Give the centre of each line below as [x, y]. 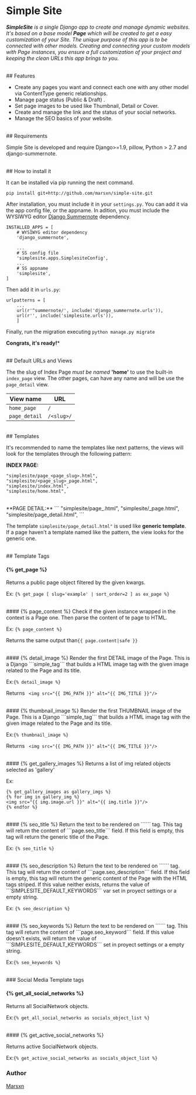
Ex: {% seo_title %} [30, 848]
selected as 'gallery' [30, 770]
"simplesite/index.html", [37, 486]
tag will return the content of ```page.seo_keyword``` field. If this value [90, 932]
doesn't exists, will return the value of [51, 938]
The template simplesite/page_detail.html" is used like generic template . [96, 526]
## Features [20, 76]
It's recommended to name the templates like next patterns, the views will [95, 448]
